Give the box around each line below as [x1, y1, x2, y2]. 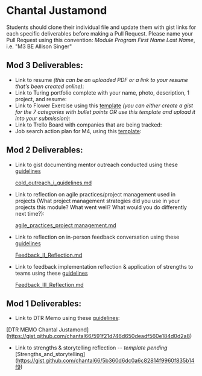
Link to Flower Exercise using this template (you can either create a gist [14, 102, 194, 109]
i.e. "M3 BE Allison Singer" [6, 43, 72, 50]
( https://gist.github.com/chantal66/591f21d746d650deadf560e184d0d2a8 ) [6, 333, 192, 340]
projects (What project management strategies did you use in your [14, 197, 180, 204]
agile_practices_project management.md [14, 221, 116, 229]
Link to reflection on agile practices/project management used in [14, 190, 176, 198]
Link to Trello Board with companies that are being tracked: [14, 121, 162, 128]
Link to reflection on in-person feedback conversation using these [14, 233, 180, 240]
